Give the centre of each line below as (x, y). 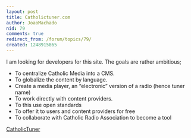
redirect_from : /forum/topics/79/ (49, 39)
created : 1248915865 (32, 45)
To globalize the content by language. (61, 79)
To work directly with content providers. (64, 98)
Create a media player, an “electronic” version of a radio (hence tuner (100, 86)
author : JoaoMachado (32, 23)
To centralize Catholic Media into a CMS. (65, 73)
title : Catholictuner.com (38, 17)
